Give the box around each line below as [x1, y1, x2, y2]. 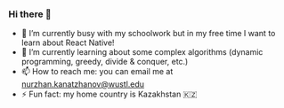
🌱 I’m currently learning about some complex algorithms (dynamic [20, 47, 264, 58]
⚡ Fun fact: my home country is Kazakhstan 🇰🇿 [20, 89, 198, 100]
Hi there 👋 [8, 8, 53, 20]
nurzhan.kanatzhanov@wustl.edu [20, 79, 144, 89]
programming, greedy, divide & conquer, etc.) [20, 57, 189, 67]
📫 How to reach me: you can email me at [20, 66, 174, 77]
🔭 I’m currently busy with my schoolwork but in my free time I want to [20, 28, 276, 39]
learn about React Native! [20, 37, 115, 48]
